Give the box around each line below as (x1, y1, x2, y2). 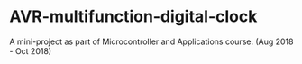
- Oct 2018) (9, 45, 52, 56)
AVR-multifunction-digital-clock (9, 6, 258, 27)
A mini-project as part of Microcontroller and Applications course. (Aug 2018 (9, 36, 294, 47)
